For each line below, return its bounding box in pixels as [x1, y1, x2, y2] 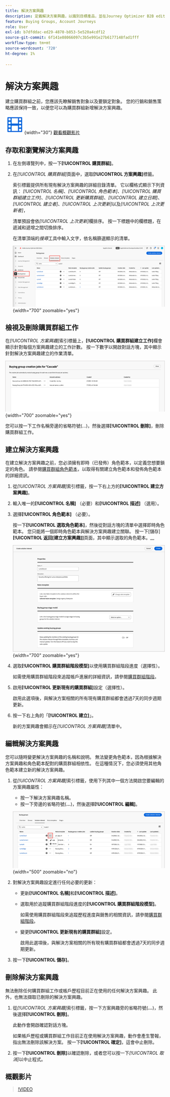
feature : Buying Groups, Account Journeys [5, 19, 96, 24]
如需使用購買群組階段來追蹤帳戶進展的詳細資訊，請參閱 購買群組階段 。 [12, 673, 159, 679]
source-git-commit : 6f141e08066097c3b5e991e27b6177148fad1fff [5, 35, 139, 40]
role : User [5, 24, 28, 29]
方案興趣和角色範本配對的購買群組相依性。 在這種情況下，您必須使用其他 [5, 760, 157, 766]
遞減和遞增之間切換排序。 [12, 224, 66, 231]
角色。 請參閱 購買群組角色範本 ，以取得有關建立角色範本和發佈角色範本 [14, 466, 162, 472]
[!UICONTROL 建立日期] [108, 195, 158, 201]
